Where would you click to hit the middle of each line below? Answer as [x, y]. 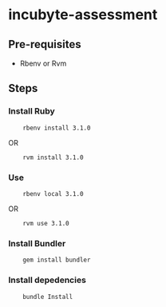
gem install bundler [57, 260]
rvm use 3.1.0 [46, 223]
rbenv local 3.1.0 [53, 193]
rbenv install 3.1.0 [57, 128]
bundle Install [48, 297]
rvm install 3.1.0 [53, 157]
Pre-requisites [45, 44]
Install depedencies [47, 280]
